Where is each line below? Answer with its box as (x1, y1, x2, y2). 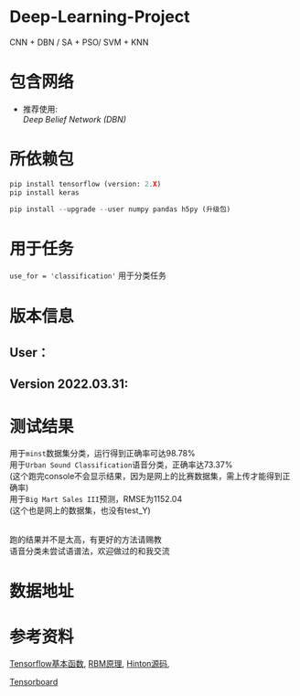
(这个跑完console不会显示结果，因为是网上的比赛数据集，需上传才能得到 (9, 471, 284, 482)
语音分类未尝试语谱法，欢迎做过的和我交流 (9, 546, 170, 557)
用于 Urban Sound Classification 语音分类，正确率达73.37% (9, 459, 233, 470)
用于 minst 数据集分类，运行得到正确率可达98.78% (9, 448, 196, 459)
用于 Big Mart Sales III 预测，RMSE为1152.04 (9, 494, 183, 505)
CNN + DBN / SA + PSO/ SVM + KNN (9, 37, 149, 48)
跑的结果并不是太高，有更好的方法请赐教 (9, 534, 162, 545)
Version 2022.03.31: (9, 377, 129, 392)
